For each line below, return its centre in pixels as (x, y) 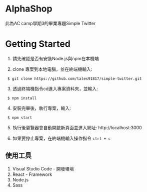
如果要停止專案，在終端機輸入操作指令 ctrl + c (61, 138)
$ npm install (22, 98)
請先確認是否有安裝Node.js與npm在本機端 (55, 58)
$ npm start (20, 118)
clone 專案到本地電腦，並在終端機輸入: (52, 69)
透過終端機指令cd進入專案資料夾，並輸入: (55, 88)
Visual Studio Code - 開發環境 (43, 168)
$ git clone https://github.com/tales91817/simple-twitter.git (74, 78)
